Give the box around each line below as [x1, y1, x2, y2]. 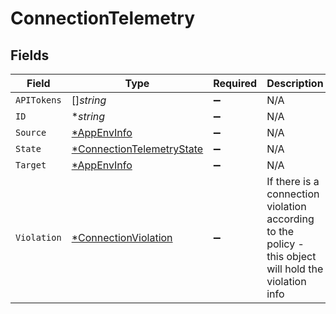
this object [266, 250, 317, 263]
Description [266, 77, 324, 90]
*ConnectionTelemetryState [71, 142, 204, 156]
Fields [10, 47, 50, 64]
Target [15, 160, 47, 171]
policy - [266, 237, 305, 251]
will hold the [266, 262, 324, 276]
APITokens [15, 95, 62, 106]
